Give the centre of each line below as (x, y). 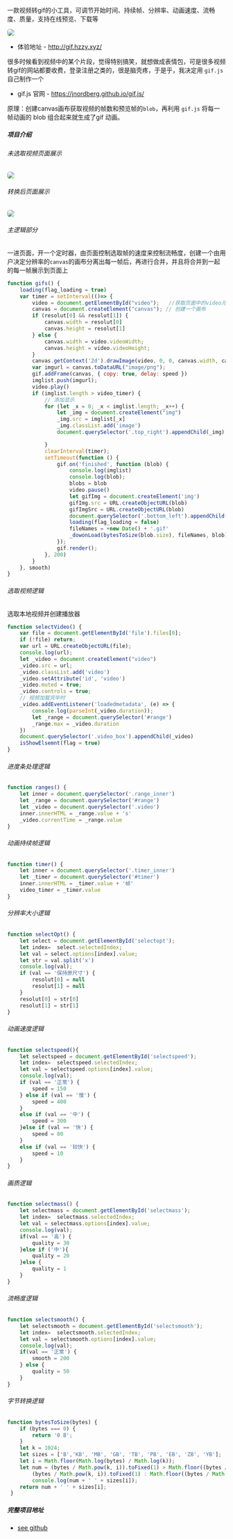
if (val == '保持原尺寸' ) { (58, 973)
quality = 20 (51, 1256)
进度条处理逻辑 (28, 766)
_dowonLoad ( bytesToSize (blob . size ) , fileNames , (139, 535)
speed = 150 (50, 1089)
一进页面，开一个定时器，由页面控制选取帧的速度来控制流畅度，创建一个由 (113, 253)
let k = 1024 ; (40, 1448)
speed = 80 (48, 1134)
